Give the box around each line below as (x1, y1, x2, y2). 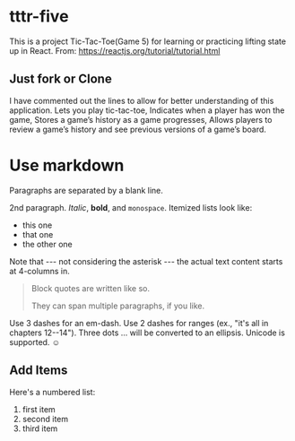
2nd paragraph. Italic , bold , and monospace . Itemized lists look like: (9, 202, 253, 212)
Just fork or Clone (9, 72, 112, 87)
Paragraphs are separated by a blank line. (9, 185, 164, 195)
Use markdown (9, 155, 125, 176)
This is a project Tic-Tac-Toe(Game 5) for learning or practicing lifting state (9, 36, 287, 47)
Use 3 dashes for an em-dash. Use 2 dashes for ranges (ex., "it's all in (9, 317, 269, 328)
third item (22, 423, 58, 434)
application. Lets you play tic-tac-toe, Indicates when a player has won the (9, 105, 285, 116)
